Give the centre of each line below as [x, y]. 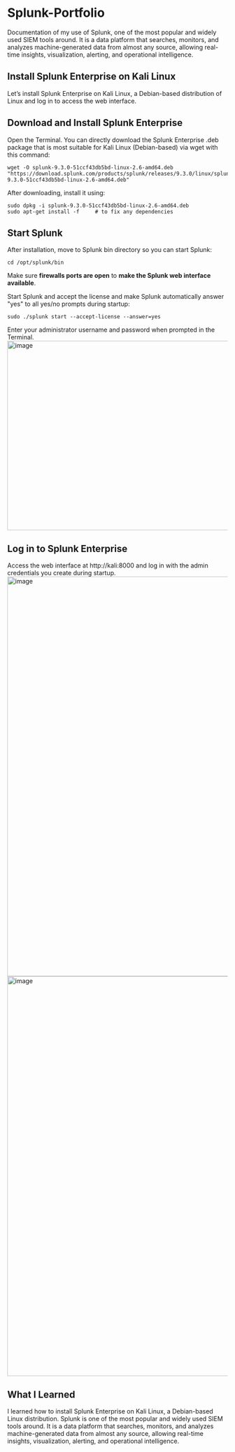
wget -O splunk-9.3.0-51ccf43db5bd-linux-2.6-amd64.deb [90, 167]
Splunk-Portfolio [56, 13]
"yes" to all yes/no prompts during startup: [69, 304]
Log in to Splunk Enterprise [67, 548]
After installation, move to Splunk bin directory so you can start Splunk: [109, 250]
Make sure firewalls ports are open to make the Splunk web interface [109, 276]
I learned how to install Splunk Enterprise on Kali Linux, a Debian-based [110, 1411]
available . [22, 283]
